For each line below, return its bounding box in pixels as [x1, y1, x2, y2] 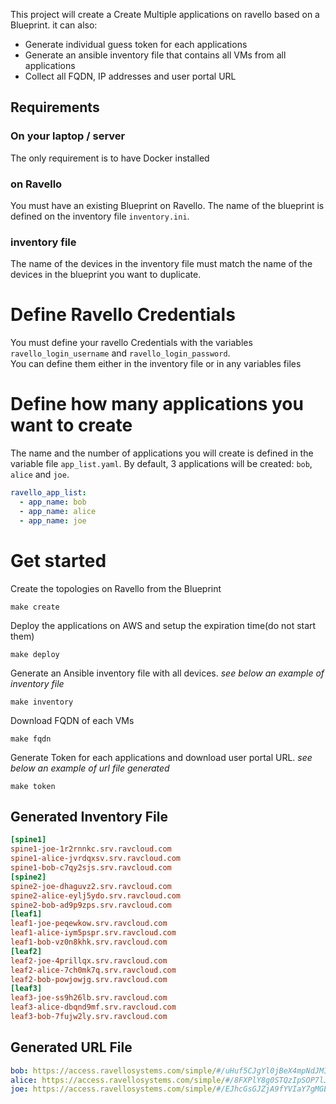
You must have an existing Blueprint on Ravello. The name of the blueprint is [10, 199, 325, 211]
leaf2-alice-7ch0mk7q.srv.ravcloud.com [10, 965, 177, 975]
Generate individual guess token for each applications [24, 39, 248, 50]
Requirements [10, 99, 100, 116]
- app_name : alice [19, 506, 97, 516]
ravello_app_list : [10, 488, 87, 498]
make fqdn [10, 734, 52, 744]
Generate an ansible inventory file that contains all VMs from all [24, 49, 287, 61]
